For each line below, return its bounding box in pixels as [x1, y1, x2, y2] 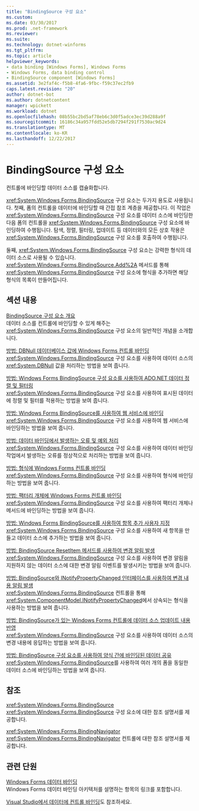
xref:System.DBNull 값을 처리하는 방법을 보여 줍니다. [6, 362, 130, 369]
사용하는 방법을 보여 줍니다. [6, 604, 70, 611]
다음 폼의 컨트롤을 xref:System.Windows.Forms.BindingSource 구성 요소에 [6, 219, 184, 226]
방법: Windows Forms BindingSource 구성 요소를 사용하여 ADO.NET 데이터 [6, 374, 184, 381]
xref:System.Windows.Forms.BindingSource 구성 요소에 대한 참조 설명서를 [6, 708, 184, 716]
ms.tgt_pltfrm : [6, 48, 44, 53]
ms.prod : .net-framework [6, 25, 68, 31]
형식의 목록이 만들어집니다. [6, 276, 68, 283]
